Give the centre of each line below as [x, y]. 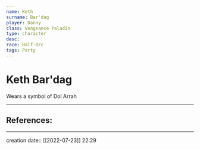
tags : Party [21, 50]
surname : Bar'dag [28, 17]
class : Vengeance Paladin [38, 28]
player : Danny [24, 23]
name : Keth [20, 12]
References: [29, 120]
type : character [26, 34]
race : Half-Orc [25, 45]
